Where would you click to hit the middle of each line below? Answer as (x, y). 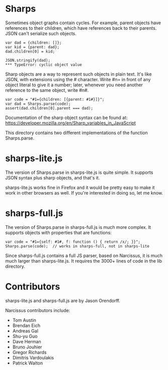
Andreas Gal (25, 331)
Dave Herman (27, 341)
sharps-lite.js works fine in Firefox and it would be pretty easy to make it (80, 188)
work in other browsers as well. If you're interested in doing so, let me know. (84, 193)
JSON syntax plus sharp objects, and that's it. (53, 177)
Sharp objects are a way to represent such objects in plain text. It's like (78, 74)
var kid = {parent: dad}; (32, 47)
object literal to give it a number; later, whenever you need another (74, 85)
